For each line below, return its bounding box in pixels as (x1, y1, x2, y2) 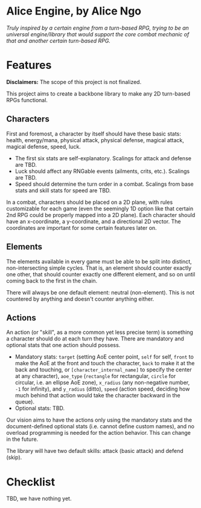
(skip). (6, 454, 22, 461)
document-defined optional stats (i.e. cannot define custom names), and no (6, 423, 195, 430)
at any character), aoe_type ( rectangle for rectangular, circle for (14, 373, 176, 380)
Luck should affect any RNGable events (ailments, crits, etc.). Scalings (14, 168, 190, 175)
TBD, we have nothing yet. (6, 495, 72, 503)
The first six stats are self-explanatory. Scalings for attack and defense (14, 154, 192, 161)
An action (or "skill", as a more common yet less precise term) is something (6, 328, 193, 336)
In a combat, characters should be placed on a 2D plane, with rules (6, 198, 173, 206)
